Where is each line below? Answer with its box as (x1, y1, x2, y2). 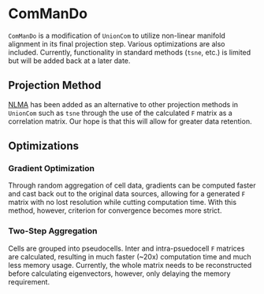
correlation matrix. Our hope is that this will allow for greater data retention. (8, 116, 252, 126)
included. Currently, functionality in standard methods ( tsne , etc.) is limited (8, 47, 251, 57)
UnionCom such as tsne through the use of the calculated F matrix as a (8, 108, 232, 117)
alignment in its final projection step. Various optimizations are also (8, 39, 225, 48)
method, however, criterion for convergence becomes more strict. (8, 206, 222, 215)
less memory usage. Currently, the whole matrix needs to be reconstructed (8, 260, 252, 270)
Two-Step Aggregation (8, 225, 98, 236)
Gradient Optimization (8, 163, 95, 174)
